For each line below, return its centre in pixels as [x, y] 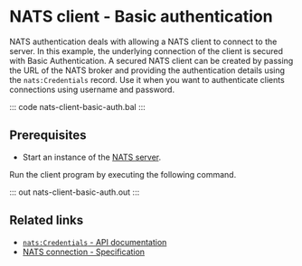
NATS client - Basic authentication [141, 17]
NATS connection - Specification [84, 252]
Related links [47, 220]
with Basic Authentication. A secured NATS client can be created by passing [151, 60]
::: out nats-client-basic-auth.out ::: [75, 192]
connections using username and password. [92, 89]
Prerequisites [48, 136]
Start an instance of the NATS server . [91, 157]
